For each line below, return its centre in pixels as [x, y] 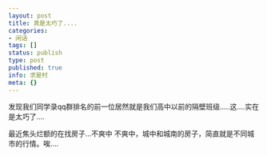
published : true [35, 68]
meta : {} [23, 82]
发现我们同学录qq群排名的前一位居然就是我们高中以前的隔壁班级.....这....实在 [134, 106]
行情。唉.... [40, 143]
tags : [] [23, 46]
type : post [26, 61]
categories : [28, 30]
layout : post [30, 16]
